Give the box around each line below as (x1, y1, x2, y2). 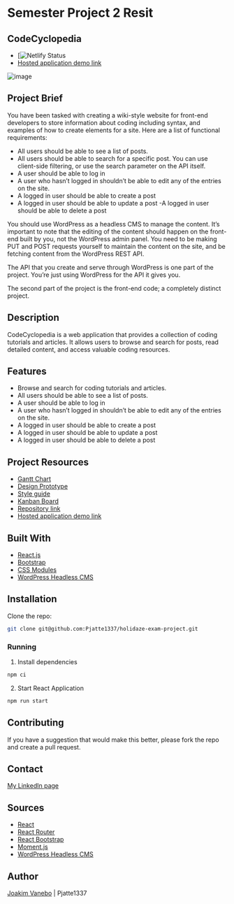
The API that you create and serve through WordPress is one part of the (7, 263, 214, 271)
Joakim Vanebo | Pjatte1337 (7, 889, 87, 898)
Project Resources (7, 456, 89, 468)
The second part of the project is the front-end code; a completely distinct (7, 284, 221, 292)
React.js (17, 551, 41, 559)
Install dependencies (17, 658, 78, 666)
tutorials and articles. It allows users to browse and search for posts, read (7, 338, 219, 346)
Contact (7, 763, 43, 775)
